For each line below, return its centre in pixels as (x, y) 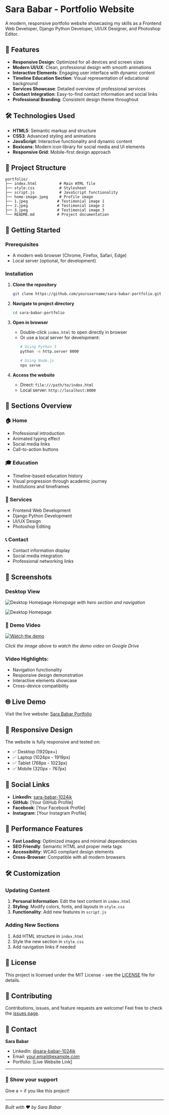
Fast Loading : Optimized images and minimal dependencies (75, 841)
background (25, 83)
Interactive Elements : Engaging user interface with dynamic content (83, 73)
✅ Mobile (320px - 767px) (39, 769)
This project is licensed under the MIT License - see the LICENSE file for (80, 975)
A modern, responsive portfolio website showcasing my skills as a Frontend (83, 23)
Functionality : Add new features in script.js (59, 912)
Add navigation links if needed (44, 947)
